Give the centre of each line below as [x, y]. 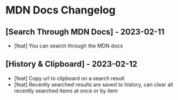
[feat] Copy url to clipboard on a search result [69, 78]
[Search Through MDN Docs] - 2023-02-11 [85, 32]
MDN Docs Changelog [61, 10]
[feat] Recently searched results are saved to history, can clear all [93, 84]
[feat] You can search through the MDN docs [68, 46]
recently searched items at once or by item [66, 91]
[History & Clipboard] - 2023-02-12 [71, 64]
